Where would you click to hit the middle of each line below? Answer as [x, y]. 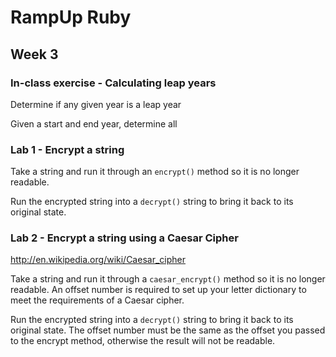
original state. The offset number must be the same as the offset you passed [168, 330]
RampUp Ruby [71, 17]
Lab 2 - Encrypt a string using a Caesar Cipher [124, 238]
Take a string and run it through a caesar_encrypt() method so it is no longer [168, 279]
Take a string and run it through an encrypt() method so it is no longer [155, 172]
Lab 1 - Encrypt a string [67, 149]
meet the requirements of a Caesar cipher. [97, 300]
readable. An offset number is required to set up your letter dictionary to [158, 290]
